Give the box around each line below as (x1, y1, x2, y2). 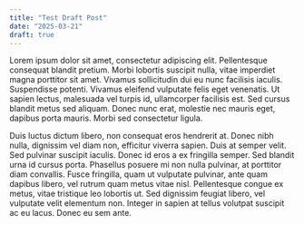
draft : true (9, 30, 54, 39)
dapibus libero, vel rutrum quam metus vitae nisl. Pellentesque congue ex (9, 179, 284, 190)
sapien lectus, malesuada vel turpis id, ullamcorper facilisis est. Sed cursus (9, 93, 290, 104)
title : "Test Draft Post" (9, 13, 107, 23)
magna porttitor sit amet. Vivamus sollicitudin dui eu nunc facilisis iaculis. (9, 74, 283, 85)
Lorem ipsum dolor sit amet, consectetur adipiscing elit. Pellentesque (9, 55, 268, 66)
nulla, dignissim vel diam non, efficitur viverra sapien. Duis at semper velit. (9, 140, 288, 151)
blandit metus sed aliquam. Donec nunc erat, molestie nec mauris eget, (9, 103, 276, 114)
